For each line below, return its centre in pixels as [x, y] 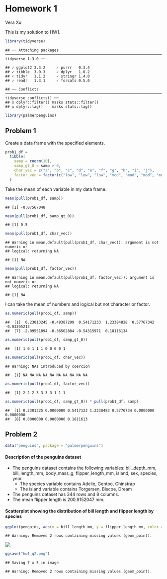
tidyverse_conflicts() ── [32, 98]
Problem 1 [21, 131]
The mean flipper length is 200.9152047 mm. [58, 499]
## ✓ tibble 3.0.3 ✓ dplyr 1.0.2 [48, 72]
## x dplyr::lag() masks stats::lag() [49, 107]
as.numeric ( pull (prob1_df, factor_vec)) [48, 384]
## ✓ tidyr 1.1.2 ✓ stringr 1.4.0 [48, 76]
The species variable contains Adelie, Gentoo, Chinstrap [77, 484]
